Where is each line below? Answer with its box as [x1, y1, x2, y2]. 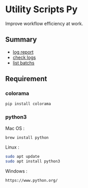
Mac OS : [5, 125, 25, 131]
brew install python [5, 135, 49, 140]
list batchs [12, 60, 35, 66]
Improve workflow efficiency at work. [5, 20, 83, 27]
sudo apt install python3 [5, 159, 60, 164]
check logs [12, 54, 36, 60]
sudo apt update [5, 154, 40, 159]
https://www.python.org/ [5, 178, 58, 183]
